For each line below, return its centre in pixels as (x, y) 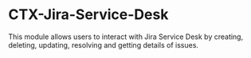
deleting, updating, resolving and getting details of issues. (104, 44)
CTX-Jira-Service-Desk (88, 15)
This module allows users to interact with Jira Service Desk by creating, (126, 37)
